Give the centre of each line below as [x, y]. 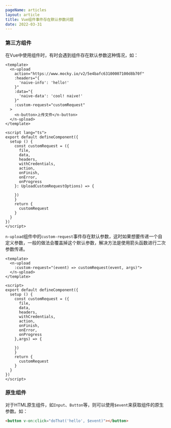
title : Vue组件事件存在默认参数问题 [39, 19]
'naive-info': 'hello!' [44, 83]
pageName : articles [26, 10]
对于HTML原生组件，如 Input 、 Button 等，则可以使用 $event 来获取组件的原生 [84, 405]
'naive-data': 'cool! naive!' [51, 96]
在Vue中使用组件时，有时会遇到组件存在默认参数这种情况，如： [72, 55]
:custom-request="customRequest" [50, 105]
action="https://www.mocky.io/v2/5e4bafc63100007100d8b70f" [79, 74]
